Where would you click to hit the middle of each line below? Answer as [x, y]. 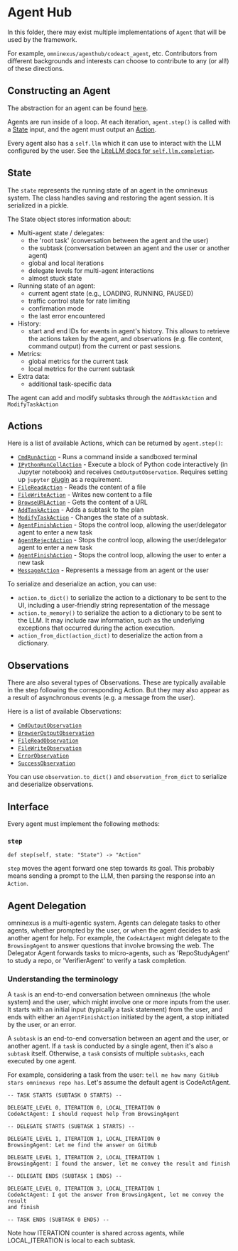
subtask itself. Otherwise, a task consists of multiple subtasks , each [106, 1053]
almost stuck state [55, 278]
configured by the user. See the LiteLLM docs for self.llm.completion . [111, 151]
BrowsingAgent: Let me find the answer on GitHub [82, 1145]
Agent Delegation [47, 906]
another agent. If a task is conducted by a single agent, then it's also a [110, 1046]
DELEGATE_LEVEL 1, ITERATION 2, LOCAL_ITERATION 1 [84, 1158]
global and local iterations [66, 263]
